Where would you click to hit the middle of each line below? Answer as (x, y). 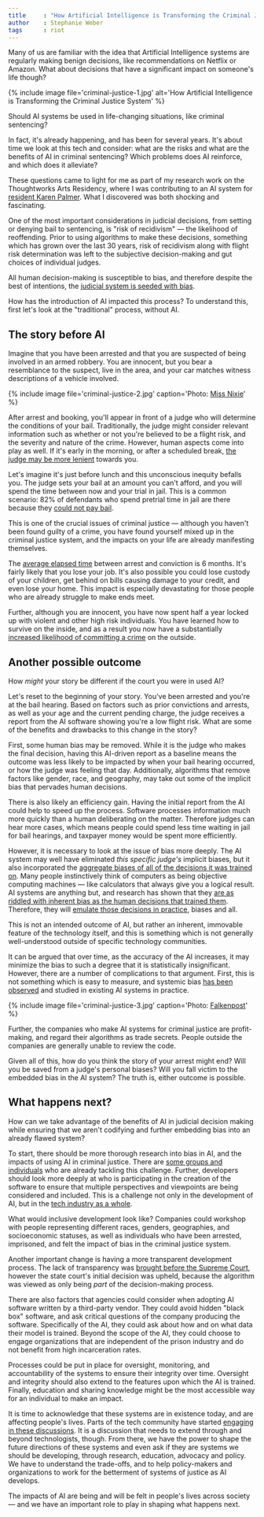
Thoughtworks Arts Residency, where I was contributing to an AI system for (130, 189)
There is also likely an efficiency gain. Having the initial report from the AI (126, 802)
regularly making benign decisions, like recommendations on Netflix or (123, 61)
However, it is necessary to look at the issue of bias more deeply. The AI (125, 851)
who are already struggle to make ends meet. (82, 597)
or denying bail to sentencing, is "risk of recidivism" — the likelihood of (123, 229)
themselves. (28, 549)
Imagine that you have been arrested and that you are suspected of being (127, 353)
